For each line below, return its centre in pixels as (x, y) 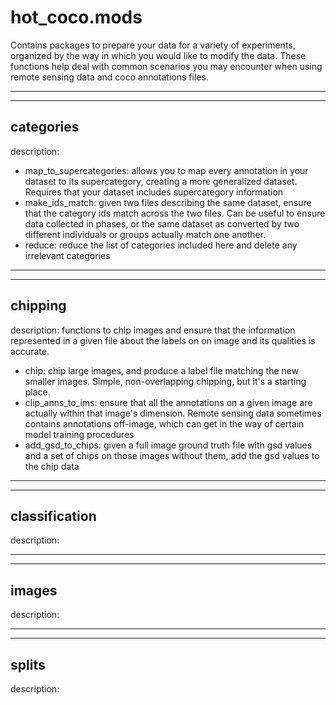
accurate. (30, 351)
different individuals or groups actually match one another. (145, 234)
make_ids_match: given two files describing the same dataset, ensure (168, 202)
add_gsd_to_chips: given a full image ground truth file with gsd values (168, 445)
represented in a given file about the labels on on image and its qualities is (163, 340)
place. (37, 392)
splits (28, 664)
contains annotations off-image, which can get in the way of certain (164, 423)
